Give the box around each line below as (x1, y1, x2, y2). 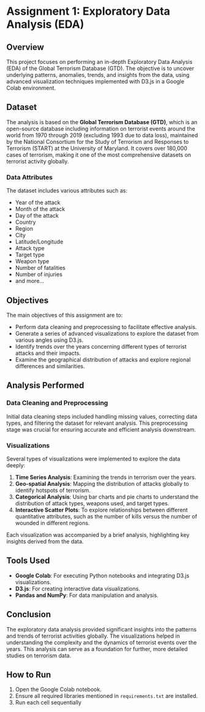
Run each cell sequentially (15, 699, 81, 706)
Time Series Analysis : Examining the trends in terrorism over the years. (15, 473, 196, 481)
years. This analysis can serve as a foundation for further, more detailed (6, 645, 188, 652)
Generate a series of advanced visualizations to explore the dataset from (15, 330, 199, 337)
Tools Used (6, 555, 50, 566)
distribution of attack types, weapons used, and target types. (15, 499, 170, 507)
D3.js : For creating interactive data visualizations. (15, 585, 141, 592)
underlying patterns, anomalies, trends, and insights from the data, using (6, 71, 190, 78)
